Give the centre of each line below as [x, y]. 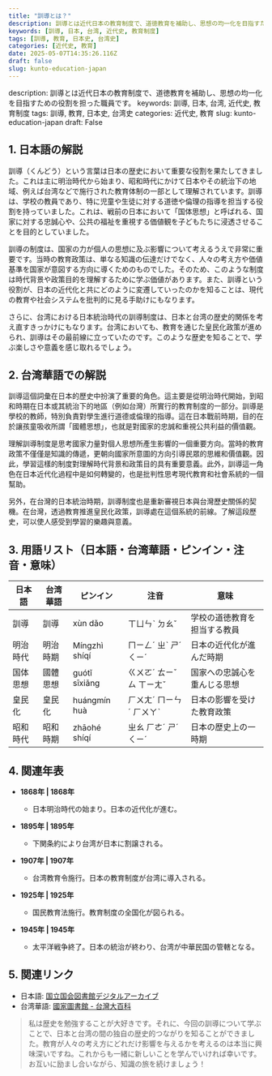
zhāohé [87, 728]
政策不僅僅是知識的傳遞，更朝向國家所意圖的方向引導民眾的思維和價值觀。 [132, 454]
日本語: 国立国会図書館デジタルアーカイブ [89, 996]
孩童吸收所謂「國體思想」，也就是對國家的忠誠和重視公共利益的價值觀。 [141, 427]
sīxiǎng [86, 684]
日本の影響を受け [223, 700]
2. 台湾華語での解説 [57, 375]
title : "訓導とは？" [40, 16]
